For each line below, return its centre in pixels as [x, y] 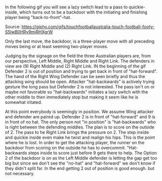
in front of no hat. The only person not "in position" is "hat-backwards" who [81, 122]
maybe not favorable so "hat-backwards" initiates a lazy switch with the [77, 92]
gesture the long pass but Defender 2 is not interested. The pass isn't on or [80, 87]
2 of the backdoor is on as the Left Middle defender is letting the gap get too [81, 158]
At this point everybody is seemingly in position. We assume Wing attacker [79, 112]
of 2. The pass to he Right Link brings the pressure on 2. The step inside [77, 132]
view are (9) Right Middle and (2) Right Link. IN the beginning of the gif [75, 66]
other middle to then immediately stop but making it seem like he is [72, 97]
